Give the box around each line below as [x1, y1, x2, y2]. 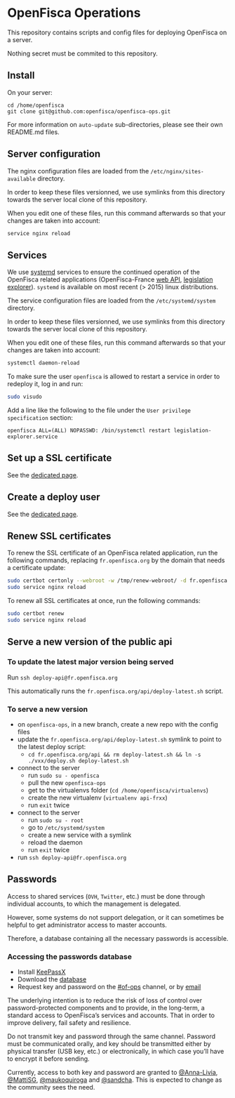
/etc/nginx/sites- [150, 168, 205, 175]
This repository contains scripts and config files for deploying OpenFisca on [7, 28, 227, 37]
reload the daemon [27, 838, 83, 847]
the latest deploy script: [17, 742, 86, 750]
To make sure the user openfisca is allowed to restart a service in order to [7, 372, 220, 381]
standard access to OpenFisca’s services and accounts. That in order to [7, 1011, 215, 1019]
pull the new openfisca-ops [27, 778, 107, 787]
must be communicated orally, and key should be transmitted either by [7, 1040, 211, 1048]
